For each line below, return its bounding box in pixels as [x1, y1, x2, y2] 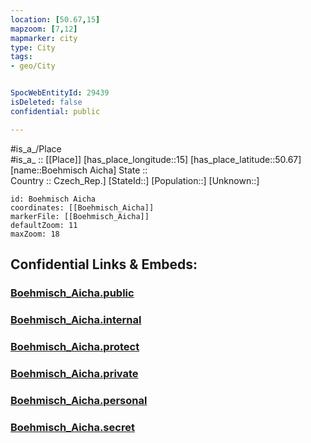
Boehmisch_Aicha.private [10, 366, 139, 380]
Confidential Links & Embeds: [10, 256, 198, 273]
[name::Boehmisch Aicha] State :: [10, 164, 148, 176]
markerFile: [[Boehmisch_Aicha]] [10, 211, 150, 221]
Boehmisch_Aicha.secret [10, 420, 135, 434]
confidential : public [10, 106, 101, 116]
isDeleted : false [10, 97, 83, 107]
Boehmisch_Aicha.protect [10, 339, 140, 353]
